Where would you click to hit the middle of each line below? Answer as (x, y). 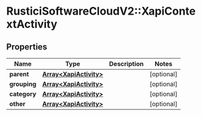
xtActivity (32, 24)
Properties (27, 47)
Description (127, 64)
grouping (23, 84)
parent (19, 74)
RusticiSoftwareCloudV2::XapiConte (101, 11)
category (23, 94)
